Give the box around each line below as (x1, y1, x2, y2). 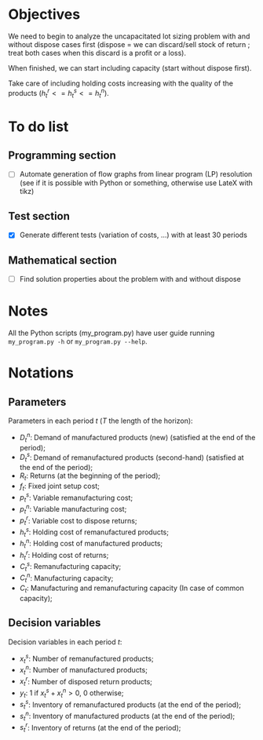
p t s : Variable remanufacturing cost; (19, 491, 133, 504)
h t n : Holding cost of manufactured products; (19, 538, 163, 550)
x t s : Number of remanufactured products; (19, 652, 155, 665)
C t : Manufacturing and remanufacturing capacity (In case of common (19, 583, 245, 595)
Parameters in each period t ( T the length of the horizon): (8, 416, 194, 425)
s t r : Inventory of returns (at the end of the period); (19, 721, 181, 735)
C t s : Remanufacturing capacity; (19, 560, 122, 573)
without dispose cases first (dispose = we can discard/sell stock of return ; (8, 39, 250, 49)
